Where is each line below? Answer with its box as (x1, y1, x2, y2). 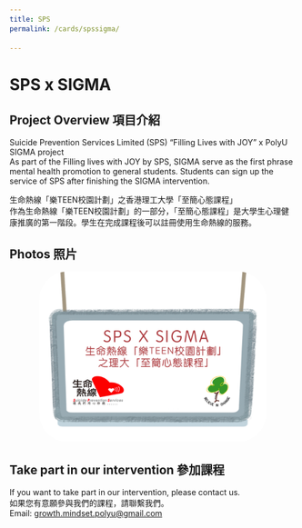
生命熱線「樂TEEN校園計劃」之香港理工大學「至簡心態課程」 (9, 194, 238, 205)
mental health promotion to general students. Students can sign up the (9, 166, 275, 177)
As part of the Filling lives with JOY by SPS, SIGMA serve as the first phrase (9, 156, 294, 167)
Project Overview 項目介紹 (9, 112, 161, 127)
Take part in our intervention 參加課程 (9, 462, 226, 477)
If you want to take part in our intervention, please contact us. (9, 487, 241, 497)
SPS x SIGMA (9, 74, 112, 95)
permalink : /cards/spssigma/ (9, 24, 120, 34)
